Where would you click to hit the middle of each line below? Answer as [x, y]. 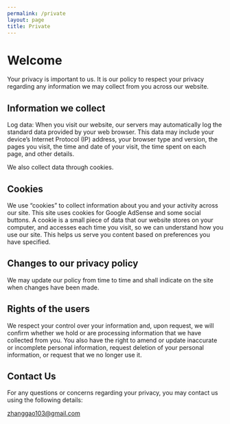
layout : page [26, 20]
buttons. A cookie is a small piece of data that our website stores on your [111, 220]
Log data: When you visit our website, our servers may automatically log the [115, 125]
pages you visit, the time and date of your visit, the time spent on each [107, 147]
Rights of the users [49, 309]
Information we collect [56, 108]
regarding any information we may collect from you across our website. [108, 87]
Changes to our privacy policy [73, 264]
